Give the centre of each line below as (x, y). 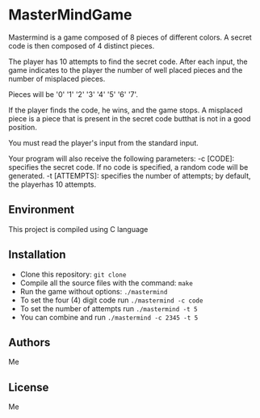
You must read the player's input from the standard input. (104, 142)
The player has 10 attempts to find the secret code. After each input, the (128, 61)
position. (23, 127)
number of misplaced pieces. (57, 78)
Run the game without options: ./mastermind (94, 291)
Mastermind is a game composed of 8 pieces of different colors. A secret (130, 37)
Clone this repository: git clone (73, 274)
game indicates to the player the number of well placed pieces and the (126, 70)
